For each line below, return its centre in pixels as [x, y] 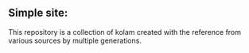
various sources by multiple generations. [75, 40]
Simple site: [38, 13]
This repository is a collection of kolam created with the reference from [124, 32]
